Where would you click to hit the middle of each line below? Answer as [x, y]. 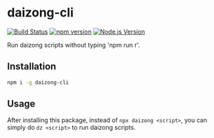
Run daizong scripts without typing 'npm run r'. [74, 45]
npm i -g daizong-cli [38, 82]
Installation [32, 67]
